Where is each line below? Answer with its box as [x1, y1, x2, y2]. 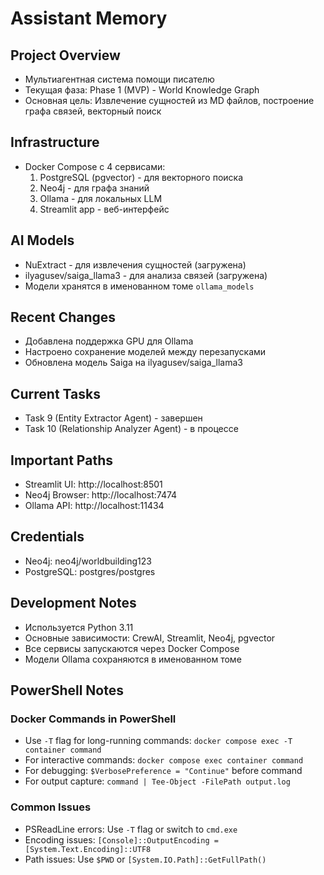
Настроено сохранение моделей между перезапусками [24, 346, 267, 358]
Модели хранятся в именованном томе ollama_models [24, 280, 255, 292]
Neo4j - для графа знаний [39, 182, 150, 194]
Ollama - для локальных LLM [39, 192, 163, 204]
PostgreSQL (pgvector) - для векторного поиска [39, 171, 243, 183]
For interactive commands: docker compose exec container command [24, 754, 304, 766]
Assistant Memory [10, 7, 168, 30]
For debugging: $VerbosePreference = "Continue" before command [24, 765, 303, 777]
